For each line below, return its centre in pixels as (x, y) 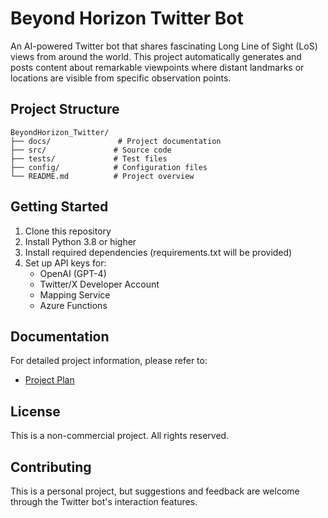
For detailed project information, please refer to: (109, 361)
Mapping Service (75, 294)
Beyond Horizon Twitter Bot (127, 18)
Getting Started (59, 207)
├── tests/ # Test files (89, 158)
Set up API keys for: (65, 263)
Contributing (51, 467)
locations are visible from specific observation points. (121, 78)
